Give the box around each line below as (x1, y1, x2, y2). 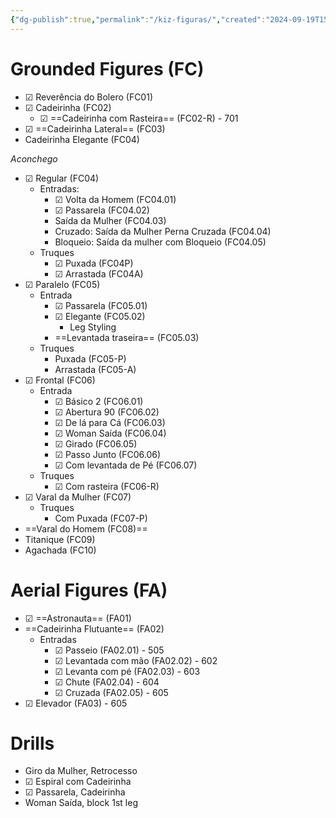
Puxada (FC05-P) (54, 352, 127, 365)
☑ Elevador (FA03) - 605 (24, 697, 128, 709)
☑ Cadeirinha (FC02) (24, 101, 112, 113)
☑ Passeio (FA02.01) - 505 (54, 644, 165, 656)
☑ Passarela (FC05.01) (54, 299, 148, 311)
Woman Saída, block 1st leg (24, 797, 138, 809)
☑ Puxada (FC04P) (54, 257, 134, 269)
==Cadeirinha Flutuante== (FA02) (24, 622, 165, 635)
